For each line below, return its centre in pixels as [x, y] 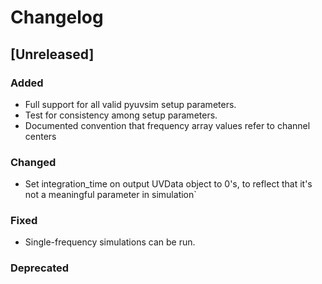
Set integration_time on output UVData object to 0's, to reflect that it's [168, 184]
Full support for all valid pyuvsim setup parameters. [130, 104]
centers [40, 136]
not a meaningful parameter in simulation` [110, 195]
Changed [33, 162]
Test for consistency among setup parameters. [121, 115]
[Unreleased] [52, 54]
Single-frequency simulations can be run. [110, 242]
